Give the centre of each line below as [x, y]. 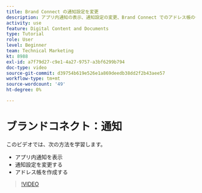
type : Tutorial [25, 34]
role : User [20, 40]
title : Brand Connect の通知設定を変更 [53, 12]
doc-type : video [26, 67]
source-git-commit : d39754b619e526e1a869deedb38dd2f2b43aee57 [86, 73]
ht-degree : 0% [24, 90]
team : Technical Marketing [40, 51]
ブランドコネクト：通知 [64, 127]
